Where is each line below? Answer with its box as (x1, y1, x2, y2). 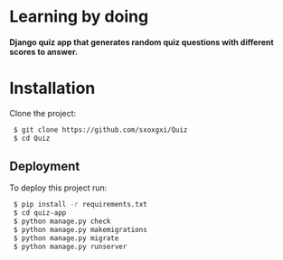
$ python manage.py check (13, 217, 111, 227)
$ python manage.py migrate (13, 233, 119, 243)
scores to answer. (9, 46, 79, 57)
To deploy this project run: (9, 182, 108, 193)
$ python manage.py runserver (13, 242, 127, 251)
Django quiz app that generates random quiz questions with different (9, 36, 274, 47)
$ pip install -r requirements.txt (13, 200, 147, 209)
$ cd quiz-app (13, 209, 67, 218)
